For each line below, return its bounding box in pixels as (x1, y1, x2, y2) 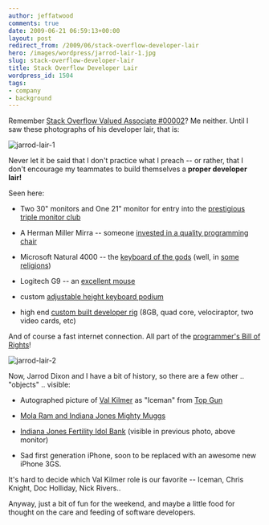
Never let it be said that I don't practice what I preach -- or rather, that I (8, 156, 243, 166)
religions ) (19, 260, 51, 270)
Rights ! (8, 340, 32, 350)
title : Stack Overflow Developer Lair (8, 64, 138, 72)
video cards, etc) (19, 316, 76, 326)
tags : (8, 79, 26, 87)
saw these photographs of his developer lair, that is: (8, 125, 180, 134)
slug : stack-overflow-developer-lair (8, 57, 135, 65)
